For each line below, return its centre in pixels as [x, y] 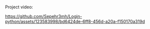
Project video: [19, 7]
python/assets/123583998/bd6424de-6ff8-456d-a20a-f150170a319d [75, 22]
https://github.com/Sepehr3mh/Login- [43, 16]
